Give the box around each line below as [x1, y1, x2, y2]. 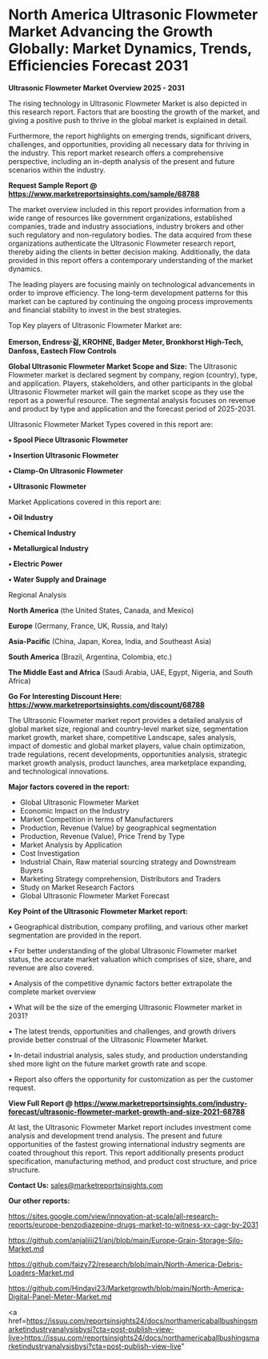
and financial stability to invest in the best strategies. [8, 305, 182, 314]
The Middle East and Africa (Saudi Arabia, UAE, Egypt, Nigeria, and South [8, 667, 254, 677]
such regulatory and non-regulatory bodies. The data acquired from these [8, 230, 252, 239]
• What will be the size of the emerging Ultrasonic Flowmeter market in [8, 1002, 242, 1012]
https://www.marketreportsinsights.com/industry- [74, 1098, 248, 1108]
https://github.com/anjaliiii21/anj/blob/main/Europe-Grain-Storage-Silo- [8, 1235, 244, 1245]
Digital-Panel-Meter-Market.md [8, 1292, 112, 1301]
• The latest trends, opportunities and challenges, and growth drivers [8, 1026, 236, 1036]
